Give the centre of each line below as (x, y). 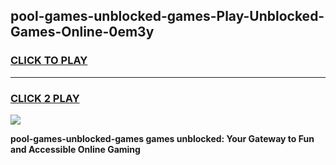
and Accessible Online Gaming (75, 149)
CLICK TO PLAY (49, 61)
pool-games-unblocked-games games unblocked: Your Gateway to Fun (162, 138)
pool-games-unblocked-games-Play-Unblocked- (167, 16)
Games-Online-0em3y (82, 32)
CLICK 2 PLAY (45, 98)
